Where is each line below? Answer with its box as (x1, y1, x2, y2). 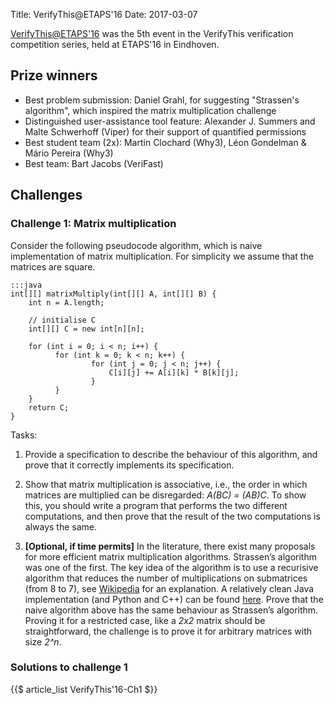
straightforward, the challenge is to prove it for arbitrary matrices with (24, 625, 313, 637)
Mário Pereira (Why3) (24, 147, 114, 159)
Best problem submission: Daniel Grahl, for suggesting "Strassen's (24, 94, 300, 106)
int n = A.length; (28, 297, 105, 308)
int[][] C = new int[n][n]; (28, 324, 145, 334)
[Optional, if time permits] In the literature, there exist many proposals (24, 540, 316, 552)
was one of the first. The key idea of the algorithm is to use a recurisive (24, 561, 319, 573)
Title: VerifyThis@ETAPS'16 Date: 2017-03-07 (10, 9, 198, 20)
